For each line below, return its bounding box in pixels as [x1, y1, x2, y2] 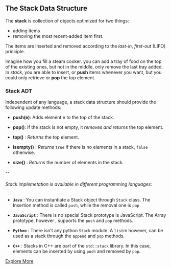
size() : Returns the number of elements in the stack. [12, 160, 124, 166]
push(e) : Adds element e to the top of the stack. [12, 115, 114, 121]
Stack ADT [5, 87, 32, 94]
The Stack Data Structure [5, 4, 88, 13]
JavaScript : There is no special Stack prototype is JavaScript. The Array [12, 212, 166, 218]
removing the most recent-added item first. [12, 33, 104, 39]
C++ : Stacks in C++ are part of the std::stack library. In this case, [12, 243, 151, 249]
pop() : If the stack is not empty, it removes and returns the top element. [12, 124, 164, 130]
